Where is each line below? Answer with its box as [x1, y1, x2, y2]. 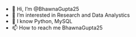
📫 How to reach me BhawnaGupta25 [11, 24, 103, 31]
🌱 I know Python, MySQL [11, 18, 73, 24]
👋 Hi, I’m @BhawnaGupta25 [11, 6, 80, 12]
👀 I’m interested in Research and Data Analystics [11, 12, 130, 18]
